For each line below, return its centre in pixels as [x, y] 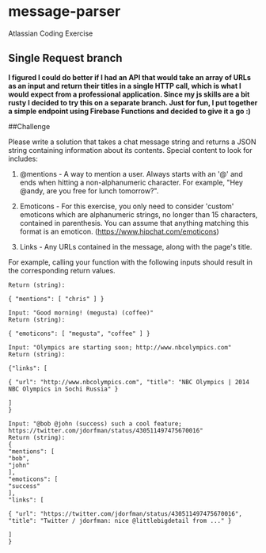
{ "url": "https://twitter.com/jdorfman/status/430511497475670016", [125, 513]
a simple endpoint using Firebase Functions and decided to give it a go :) [129, 111]
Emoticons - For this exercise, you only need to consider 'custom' [127, 206]
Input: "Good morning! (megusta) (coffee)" [81, 313]
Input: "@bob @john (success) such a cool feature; [95, 423]
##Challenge [29, 126]
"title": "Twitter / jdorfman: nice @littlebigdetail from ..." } [120, 521]
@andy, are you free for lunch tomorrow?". [89, 191]
